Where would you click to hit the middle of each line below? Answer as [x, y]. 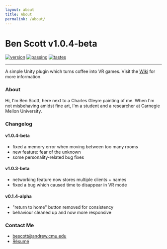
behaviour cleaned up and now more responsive [62, 213]
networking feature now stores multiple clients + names [69, 180]
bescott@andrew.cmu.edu [39, 236]
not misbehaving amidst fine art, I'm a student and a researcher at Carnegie [83, 106]
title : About [19, 14]
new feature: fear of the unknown [46, 152]
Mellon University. [24, 111]
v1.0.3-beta [17, 169]
